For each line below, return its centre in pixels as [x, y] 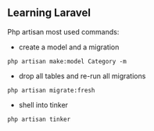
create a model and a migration [69, 47]
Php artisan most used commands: [63, 31]
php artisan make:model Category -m [67, 61]
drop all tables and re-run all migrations [82, 76]
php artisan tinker [39, 119]
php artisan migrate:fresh [51, 90]
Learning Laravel [49, 13]
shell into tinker [43, 104]
